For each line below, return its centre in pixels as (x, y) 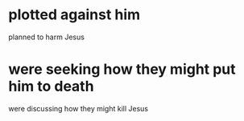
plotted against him (74, 15)
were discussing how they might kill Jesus (79, 108)
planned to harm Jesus (46, 37)
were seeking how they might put (122, 69)
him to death (51, 87)
